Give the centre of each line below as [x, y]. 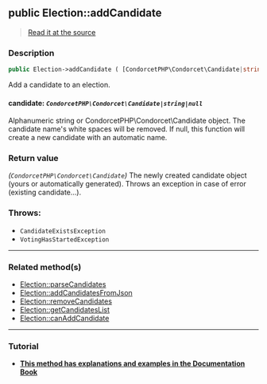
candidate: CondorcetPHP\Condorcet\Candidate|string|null [106, 103]
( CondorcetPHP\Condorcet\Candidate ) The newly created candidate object [128, 175]
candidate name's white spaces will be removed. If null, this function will [127, 129]
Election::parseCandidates [63, 284]
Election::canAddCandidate [64, 319]
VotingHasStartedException [64, 239]
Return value [33, 159]
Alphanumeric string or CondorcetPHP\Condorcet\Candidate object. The [127, 121]
